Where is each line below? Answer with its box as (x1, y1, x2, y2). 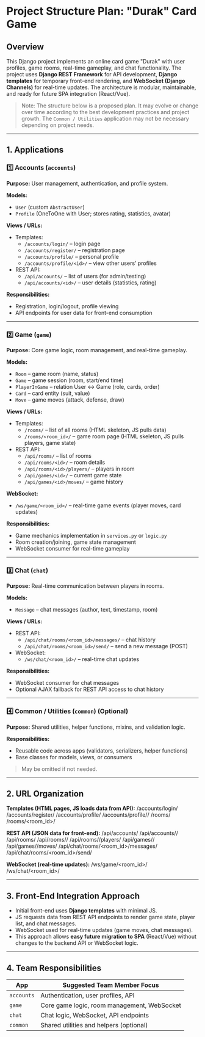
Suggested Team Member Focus (62, 981, 160, 989)
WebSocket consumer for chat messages (15, 679, 120, 687)
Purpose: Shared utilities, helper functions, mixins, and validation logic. (6, 723, 185, 731)
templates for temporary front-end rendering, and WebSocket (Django (6, 78, 185, 84)
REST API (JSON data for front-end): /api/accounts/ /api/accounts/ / (6, 829, 178, 837)
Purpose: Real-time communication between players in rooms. (6, 582, 164, 590)
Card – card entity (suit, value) (15, 389, 90, 397)
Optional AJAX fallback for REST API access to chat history (15, 685, 164, 693)
